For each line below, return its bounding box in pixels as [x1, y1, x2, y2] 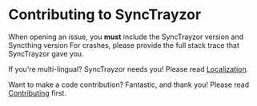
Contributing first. [8, 88, 66, 97]
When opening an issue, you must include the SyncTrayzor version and [8, 32, 244, 41]
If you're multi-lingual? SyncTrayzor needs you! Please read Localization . [8, 64, 249, 73]
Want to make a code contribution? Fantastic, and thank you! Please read [8, 80, 250, 89]
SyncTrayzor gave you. [8, 49, 84, 58]
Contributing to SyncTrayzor [8, 6, 202, 24]
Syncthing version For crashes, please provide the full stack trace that [8, 40, 240, 49]
